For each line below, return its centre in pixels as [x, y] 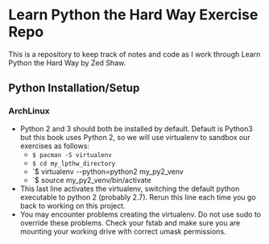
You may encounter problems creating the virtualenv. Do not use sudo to [141, 214]
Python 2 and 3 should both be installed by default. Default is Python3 [137, 128]
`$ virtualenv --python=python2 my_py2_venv [108, 172]
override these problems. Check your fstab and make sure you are [130, 222]
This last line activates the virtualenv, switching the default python [130, 188]
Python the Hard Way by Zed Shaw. [67, 63]
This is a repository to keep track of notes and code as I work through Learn [134, 54]
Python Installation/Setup [74, 88]
